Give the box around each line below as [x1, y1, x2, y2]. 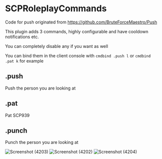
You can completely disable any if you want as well [5, 43, 108, 49]
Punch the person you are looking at [5, 139, 79, 145]
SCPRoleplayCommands [5, 3, 107, 14]
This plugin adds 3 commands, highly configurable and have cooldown [5, 28, 149, 34]
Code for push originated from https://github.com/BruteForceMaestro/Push [5, 19, 157, 25]
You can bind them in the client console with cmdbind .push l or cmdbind [5, 52, 151, 59]
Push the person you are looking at [5, 85, 76, 91]
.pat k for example [5, 58, 44, 64]
